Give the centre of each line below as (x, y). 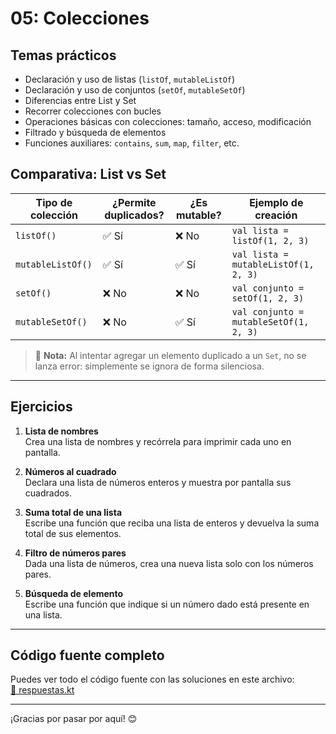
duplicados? (134, 215)
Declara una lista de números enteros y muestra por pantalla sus (158, 482)
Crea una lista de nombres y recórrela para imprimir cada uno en (158, 441)
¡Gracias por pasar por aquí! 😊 (74, 719)
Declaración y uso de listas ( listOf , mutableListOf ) (130, 79)
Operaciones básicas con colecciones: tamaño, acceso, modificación (168, 121)
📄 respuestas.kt (42, 690)
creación (276, 215)
